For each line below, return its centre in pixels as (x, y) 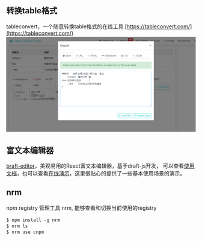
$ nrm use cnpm (25, 232)
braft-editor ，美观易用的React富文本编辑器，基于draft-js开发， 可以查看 (95, 166)
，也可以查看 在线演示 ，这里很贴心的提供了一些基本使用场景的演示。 (101, 174)
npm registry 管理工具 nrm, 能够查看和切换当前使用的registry (81, 208)
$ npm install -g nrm (33, 220)
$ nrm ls (17, 226)
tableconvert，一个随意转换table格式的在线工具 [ (67, 26)
